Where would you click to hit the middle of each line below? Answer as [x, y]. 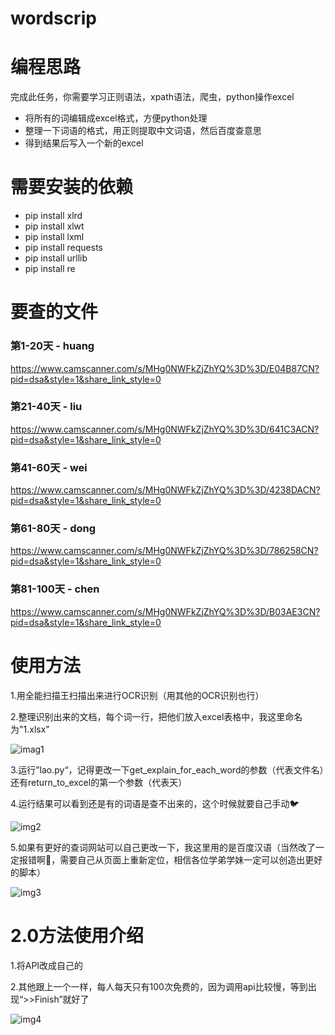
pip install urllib [56, 258]
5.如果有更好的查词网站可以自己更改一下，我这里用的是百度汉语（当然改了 [163, 847]
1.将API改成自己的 [47, 965]
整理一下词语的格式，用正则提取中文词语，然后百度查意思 [143, 131]
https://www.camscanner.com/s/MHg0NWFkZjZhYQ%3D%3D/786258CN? [164, 551]
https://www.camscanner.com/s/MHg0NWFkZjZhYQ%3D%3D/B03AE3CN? [165, 611]
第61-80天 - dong [53, 529]
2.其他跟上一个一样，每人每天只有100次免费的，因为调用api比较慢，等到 [159, 986]
